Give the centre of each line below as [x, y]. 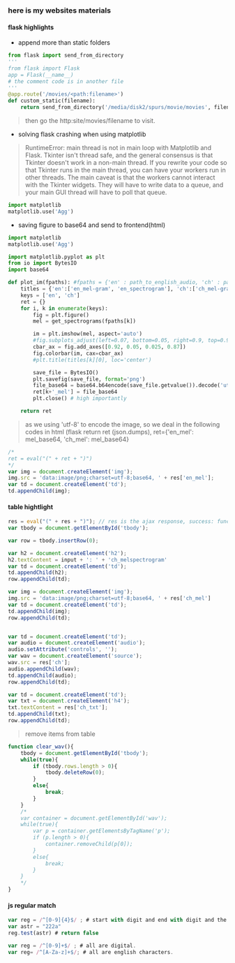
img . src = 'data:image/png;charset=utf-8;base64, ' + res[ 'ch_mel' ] [109, 598]
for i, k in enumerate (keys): [65, 308]
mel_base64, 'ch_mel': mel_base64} [77, 439]
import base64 [29, 270]
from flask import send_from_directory [66, 56]
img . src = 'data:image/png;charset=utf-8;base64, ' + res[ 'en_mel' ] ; [111, 478]
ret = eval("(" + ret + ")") [50, 458]
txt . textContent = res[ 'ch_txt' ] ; [58, 707]
